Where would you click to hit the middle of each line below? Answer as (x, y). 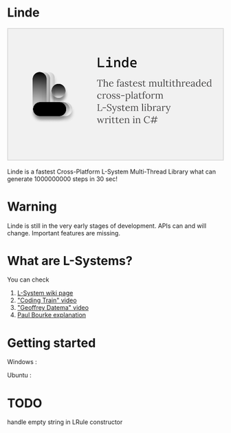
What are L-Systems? (70, 261)
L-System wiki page (45, 293)
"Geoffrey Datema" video (53, 308)
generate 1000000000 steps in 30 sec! (63, 179)
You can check (28, 279)
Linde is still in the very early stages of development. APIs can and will (107, 226)
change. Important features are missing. (64, 233)
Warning (32, 206)
